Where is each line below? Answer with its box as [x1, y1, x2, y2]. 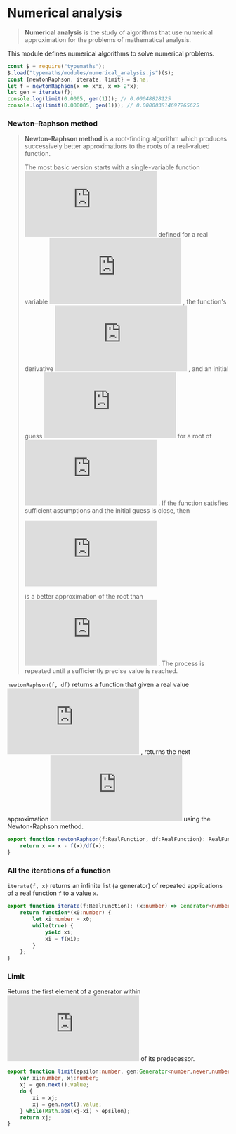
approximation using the [7, 815, 211, 823]
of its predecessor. [140, 1055, 195, 1063]
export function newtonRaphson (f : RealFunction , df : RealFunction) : [7, 836, 206, 843]
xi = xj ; [32, 1094, 58, 1101]
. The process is [157, 659, 205, 668]
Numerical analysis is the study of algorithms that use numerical [24, 28, 213, 37]
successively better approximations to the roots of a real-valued [24, 142, 210, 150]
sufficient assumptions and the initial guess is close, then [24, 507, 190, 515]
